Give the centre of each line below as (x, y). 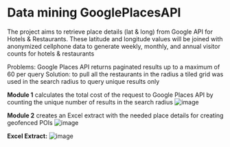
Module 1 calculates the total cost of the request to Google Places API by (111, 95)
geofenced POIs (30, 122)
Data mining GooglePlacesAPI (94, 13)
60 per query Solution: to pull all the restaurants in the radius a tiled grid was (115, 74)
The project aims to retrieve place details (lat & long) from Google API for (110, 32)
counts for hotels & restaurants (51, 54)
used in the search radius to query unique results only (83, 81)
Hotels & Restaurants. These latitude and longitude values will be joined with (115, 38)
